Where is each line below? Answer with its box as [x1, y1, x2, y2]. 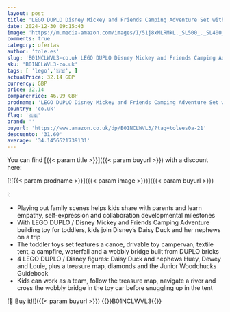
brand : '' [7, 118, 36, 125]
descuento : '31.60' [7, 131, 63, 138]
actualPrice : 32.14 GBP [7, 73, 75, 81]
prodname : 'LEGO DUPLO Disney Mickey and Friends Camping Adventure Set [7, 99, 219, 106]
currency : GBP [7, 80, 48, 87]
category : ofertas [7, 42, 60, 49]
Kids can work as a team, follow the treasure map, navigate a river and [16, 276, 216, 285]
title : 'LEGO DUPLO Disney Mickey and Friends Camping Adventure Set [7, 16, 210, 23]
